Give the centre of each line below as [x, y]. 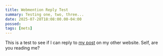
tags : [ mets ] [19, 28]
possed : [13, 24]
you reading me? [23, 48]
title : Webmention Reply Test [37, 10]
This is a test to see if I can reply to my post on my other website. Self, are [81, 42]
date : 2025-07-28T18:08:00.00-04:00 [43, 19]
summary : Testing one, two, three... [45, 14]
